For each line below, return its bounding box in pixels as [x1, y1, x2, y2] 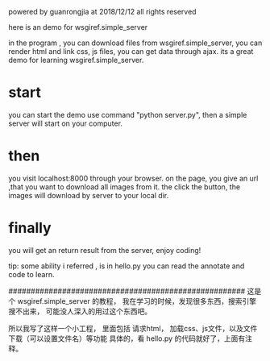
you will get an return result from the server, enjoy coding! [8, 245, 201, 255]
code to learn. [8, 269, 55, 279]
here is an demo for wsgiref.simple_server [8, 23, 148, 31]
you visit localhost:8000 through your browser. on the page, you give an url [8, 173, 259, 183]
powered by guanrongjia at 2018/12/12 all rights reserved [8, 7, 197, 16]
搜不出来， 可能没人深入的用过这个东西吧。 [8, 306, 152, 316]
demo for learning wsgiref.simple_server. [8, 56, 144, 64]
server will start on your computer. [8, 118, 123, 128]
